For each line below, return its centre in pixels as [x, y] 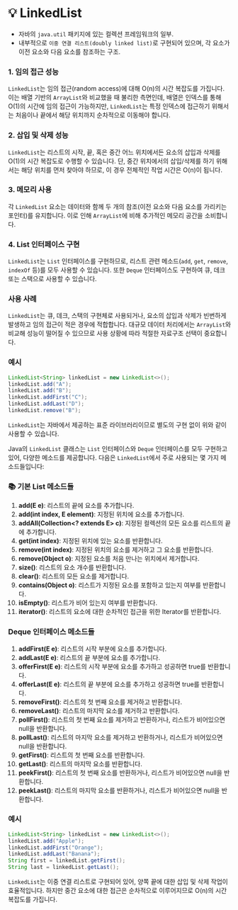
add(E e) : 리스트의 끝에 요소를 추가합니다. [76, 506]
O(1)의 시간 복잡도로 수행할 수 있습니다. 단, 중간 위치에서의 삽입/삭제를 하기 [111, 161]
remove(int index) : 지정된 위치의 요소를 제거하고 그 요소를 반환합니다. [116, 550]
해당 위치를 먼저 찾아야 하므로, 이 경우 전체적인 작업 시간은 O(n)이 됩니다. [121, 170]
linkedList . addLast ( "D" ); [46, 404]
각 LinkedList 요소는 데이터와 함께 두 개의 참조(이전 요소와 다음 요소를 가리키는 [118, 206]
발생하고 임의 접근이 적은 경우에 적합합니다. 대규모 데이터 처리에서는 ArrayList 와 [120, 324]
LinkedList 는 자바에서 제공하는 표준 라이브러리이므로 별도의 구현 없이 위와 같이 [118, 425]
